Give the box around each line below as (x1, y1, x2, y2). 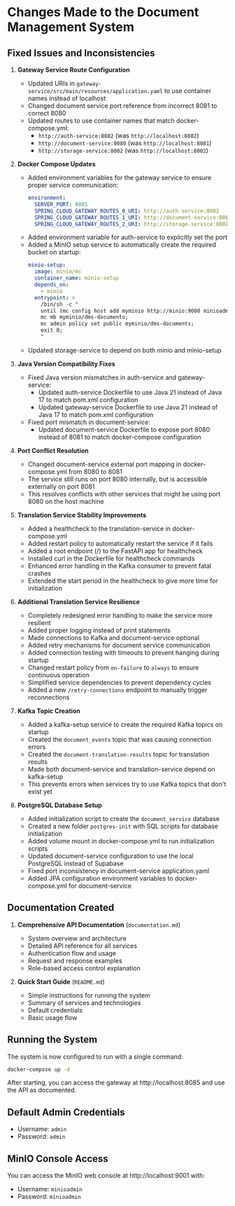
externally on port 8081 (27, 482, 95, 491)
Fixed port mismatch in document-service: (27, 418, 150, 426)
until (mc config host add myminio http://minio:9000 (41, 307, 201, 314)
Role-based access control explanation (27, 963, 141, 972)
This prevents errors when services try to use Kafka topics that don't (27, 780, 227, 788)
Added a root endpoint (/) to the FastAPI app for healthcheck (27, 546, 203, 555)
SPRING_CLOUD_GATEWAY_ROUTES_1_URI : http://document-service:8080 (34, 214, 232, 221)
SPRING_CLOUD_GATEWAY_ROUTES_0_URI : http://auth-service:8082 (34, 208, 220, 215)
